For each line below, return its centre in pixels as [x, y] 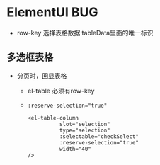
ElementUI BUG [52, 12]
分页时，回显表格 [42, 76]
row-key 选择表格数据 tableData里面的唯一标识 [85, 33]
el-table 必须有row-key [61, 91]
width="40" [75, 149]
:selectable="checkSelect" [99, 136]
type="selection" [85, 130]
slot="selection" [85, 124]
